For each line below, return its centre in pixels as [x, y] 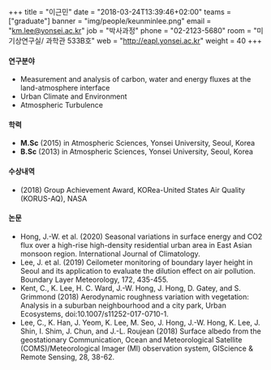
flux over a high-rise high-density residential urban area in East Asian [136, 245]
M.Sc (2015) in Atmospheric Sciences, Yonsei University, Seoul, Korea [138, 143]
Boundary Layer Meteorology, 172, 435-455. [94, 279]
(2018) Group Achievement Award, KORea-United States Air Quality [133, 189]
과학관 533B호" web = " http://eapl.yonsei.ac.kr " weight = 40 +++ [154, 40]
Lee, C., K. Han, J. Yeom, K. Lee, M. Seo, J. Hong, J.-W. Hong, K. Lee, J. [140, 322]
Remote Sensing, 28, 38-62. [67, 357]
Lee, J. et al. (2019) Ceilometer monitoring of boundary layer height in [136, 262]
